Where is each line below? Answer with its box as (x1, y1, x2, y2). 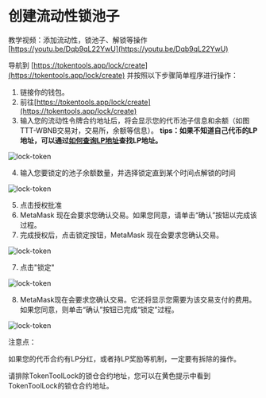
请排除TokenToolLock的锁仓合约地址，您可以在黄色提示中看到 (8, 371, 211, 380)
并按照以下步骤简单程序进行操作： (126, 70, 238, 80)
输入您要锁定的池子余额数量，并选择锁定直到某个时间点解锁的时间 (19, 168, 236, 178)
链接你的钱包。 (19, 87, 69, 96)
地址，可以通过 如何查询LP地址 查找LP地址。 (19, 135, 163, 145)
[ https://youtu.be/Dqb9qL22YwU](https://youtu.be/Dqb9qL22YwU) (8, 44, 229, 53)
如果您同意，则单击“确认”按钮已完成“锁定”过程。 (19, 304, 179, 314)
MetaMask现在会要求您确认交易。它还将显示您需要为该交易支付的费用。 (19, 295, 256, 304)
